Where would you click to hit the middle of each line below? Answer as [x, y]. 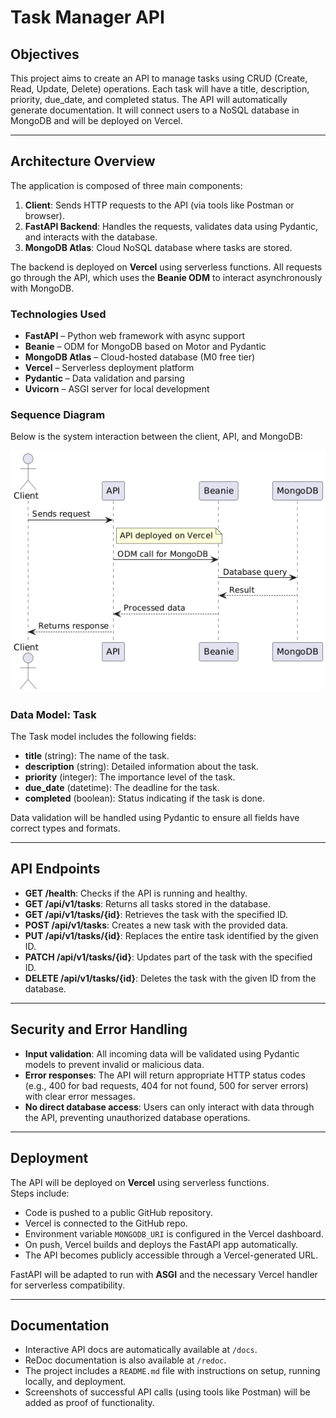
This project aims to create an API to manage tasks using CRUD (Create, [159, 78]
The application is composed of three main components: [126, 185]
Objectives [45, 54]
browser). [44, 215]
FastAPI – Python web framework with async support [135, 336]
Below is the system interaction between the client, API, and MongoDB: [156, 437]
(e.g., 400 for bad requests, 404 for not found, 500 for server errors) [166, 1085]
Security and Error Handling [99, 1029]
